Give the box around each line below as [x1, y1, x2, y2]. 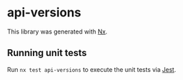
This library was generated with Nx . [7, 27, 108, 36]
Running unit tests [7, 47, 87, 59]
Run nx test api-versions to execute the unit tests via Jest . [7, 65, 176, 73]
